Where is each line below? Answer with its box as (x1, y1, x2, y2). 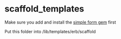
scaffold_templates (4, 3, 85, 14)
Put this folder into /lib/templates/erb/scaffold (4, 28, 96, 34)
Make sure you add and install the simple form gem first (4, 19, 116, 25)
